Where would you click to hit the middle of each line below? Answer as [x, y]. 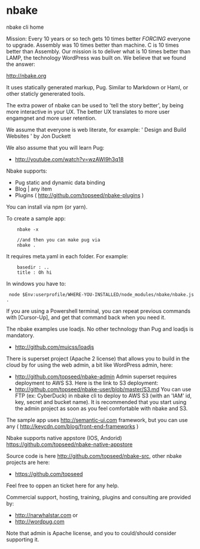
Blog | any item [33, 189]
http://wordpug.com [40, 521]
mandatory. [20, 335]
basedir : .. [33, 267]
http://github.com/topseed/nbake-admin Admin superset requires [96, 376]
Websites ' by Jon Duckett [39, 136]
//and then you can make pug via [59, 240]
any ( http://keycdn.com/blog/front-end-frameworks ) [72, 426]
